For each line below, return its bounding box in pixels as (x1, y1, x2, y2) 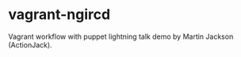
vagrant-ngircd (8, 6, 111, 24)
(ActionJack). (8, 40, 53, 49)
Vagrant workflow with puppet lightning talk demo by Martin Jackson (8, 32, 234, 41)
